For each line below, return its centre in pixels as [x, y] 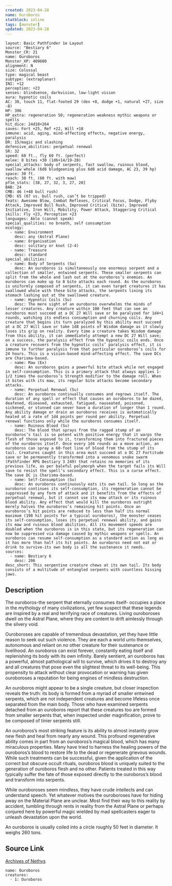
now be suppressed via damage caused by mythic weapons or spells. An [82, 534]
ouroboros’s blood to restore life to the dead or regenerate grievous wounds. [86, 752]
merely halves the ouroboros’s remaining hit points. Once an [73, 507]
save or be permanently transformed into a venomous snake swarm [76, 457]
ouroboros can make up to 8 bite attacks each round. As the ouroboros [83, 282]
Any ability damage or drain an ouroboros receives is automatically [81, 412]
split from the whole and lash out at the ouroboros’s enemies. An [79, 277]
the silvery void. [22, 624]
